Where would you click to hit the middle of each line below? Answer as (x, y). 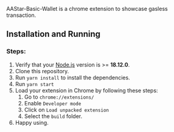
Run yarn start (34, 84)
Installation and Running (54, 34)
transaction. (21, 15)
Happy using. (32, 122)
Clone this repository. (42, 71)
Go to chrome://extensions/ (59, 97)
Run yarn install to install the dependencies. (72, 78)
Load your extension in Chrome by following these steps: (86, 90)
